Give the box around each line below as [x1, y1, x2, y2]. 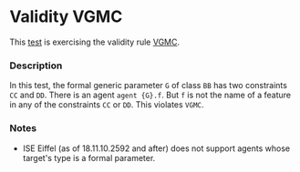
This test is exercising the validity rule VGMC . [9, 36, 181, 47]
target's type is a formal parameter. [22, 152, 156, 163]
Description [9, 59, 63, 72]
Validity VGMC [9, 6, 123, 27]
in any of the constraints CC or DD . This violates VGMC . [9, 99, 204, 110]
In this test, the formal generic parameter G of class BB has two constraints [9, 80, 287, 91]
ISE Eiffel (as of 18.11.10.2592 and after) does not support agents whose [22, 143, 290, 154]
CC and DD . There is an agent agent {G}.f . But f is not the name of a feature [9, 89, 292, 101]
